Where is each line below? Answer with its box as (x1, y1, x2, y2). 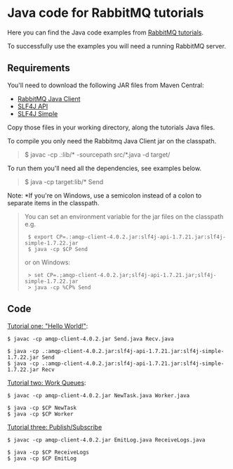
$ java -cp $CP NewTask (7, 404, 77, 411)
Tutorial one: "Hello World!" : (7, 321, 88, 330)
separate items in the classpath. (7, 198, 100, 207)
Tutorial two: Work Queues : (7, 378, 86, 387)
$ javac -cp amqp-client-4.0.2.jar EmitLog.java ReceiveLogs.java (7, 436, 206, 444)
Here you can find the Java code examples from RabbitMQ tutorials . (7, 28, 204, 37)
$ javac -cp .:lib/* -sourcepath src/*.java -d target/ (24, 150, 171, 159)
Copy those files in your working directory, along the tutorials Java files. (7, 123, 215, 131)
